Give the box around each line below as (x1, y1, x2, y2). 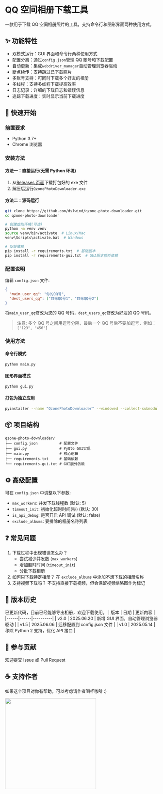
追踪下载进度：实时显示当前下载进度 (12, 93, 85, 99)
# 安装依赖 (5, 244, 24, 249)
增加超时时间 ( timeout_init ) (19, 562, 76, 568)
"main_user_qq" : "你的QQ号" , (9, 291, 66, 296)
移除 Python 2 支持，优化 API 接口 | (5, 627, 76, 633)
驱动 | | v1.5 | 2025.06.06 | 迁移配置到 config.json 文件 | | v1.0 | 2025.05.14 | (5, 621, 155, 627)
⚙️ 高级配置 (5, 476, 38, 484)
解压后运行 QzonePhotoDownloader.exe (12, 185, 86, 191)
